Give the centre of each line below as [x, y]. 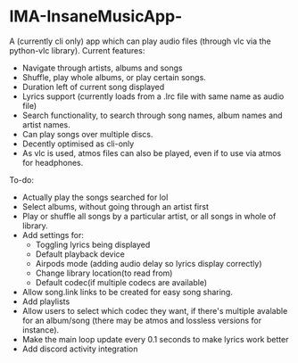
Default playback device [80, 254]
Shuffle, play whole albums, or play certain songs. [114, 77]
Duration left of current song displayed [93, 87]
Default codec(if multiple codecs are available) [121, 282]
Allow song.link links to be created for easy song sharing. [128, 292]
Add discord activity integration [80, 349]
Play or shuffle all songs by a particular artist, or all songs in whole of [149, 216]
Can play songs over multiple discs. [87, 134]
